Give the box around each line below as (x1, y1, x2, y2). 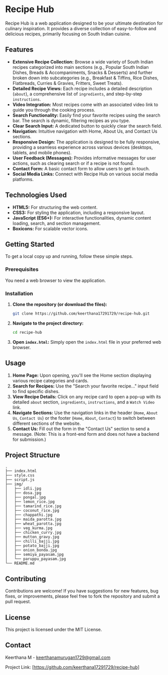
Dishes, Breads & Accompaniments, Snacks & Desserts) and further (12, 69, 153, 75)
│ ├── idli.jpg (5, 486, 42, 491)
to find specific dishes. (12, 388, 60, 394)
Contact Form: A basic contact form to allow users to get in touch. (12, 165, 150, 171)
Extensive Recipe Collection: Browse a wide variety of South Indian (12, 59, 153, 65)
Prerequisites (5, 266, 39, 273)
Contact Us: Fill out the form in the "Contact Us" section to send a (12, 426, 149, 432)
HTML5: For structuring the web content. (12, 204, 98, 210)
